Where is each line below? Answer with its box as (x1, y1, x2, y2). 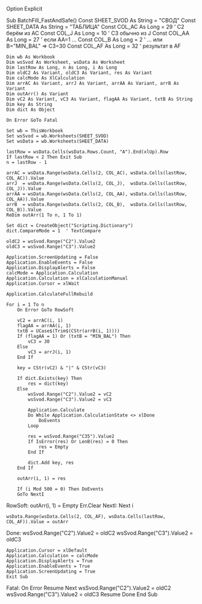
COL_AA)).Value (6, 196, 45, 202)
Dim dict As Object (6, 107, 55, 113)
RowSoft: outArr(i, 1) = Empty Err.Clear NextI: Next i (6, 502, 134, 509)
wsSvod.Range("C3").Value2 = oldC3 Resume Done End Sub (6, 591, 158, 598)
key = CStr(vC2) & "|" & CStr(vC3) (17, 365, 107, 371)
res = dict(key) (28, 381, 69, 387)
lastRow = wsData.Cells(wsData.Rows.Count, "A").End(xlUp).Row (6, 149, 169, 155)
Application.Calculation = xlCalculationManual (6, 275, 128, 281)
